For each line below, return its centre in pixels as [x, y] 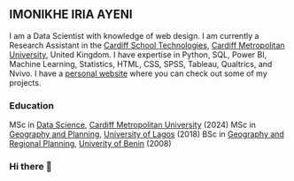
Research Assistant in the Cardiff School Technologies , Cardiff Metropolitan [147, 45]
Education [32, 105]
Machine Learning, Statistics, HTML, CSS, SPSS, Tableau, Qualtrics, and [141, 64]
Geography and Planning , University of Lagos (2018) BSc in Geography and [147, 134]
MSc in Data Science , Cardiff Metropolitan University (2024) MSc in [133, 125]
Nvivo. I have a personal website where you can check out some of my [138, 73]
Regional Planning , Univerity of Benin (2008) [90, 144]
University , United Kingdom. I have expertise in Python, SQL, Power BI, [138, 54]
